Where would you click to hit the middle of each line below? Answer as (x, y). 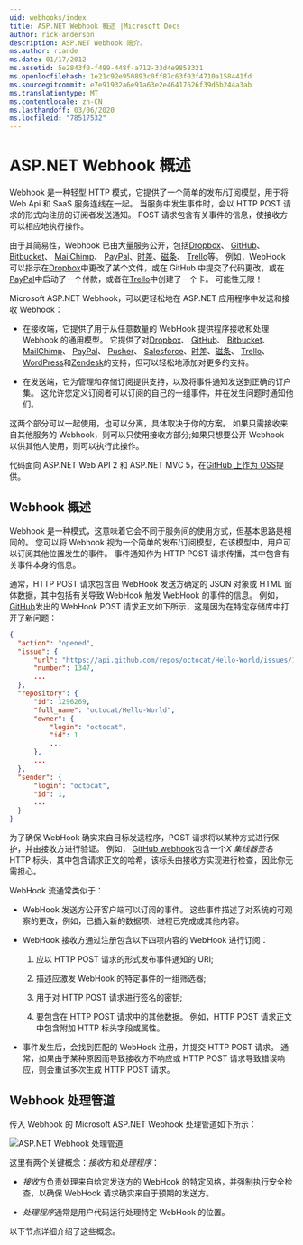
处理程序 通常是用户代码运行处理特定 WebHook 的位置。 (126, 1212)
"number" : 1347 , (64, 668)
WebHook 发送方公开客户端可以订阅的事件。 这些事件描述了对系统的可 (154, 910)
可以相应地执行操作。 (49, 226)
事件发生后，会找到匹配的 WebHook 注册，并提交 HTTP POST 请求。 (151, 1047)
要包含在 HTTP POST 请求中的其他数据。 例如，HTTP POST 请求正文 (164, 1016)
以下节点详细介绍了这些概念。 (64, 1231)
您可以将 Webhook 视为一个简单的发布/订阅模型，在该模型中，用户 (159, 542)
